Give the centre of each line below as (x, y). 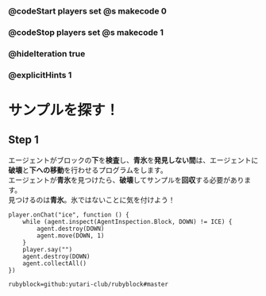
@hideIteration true (47, 53)
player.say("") (48, 249)
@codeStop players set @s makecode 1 (86, 32)
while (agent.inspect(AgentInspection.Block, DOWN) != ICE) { (127, 221)
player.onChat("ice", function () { (69, 215)
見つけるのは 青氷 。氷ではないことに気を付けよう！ (92, 199)
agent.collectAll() (55, 263)
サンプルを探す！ (64, 110)
